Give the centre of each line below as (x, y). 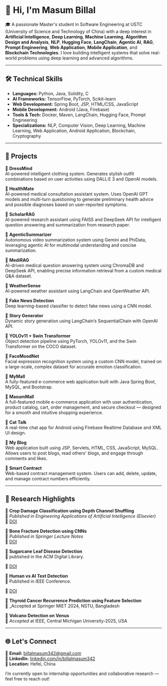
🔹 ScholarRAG (20, 214)
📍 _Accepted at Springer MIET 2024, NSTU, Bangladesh (62, 606)
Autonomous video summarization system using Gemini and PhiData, (76, 239)
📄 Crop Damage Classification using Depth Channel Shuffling (70, 511)
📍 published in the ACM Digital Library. (45, 557)
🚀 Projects (21, 156)
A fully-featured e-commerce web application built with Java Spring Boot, (81, 382)
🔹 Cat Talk (16, 422)
